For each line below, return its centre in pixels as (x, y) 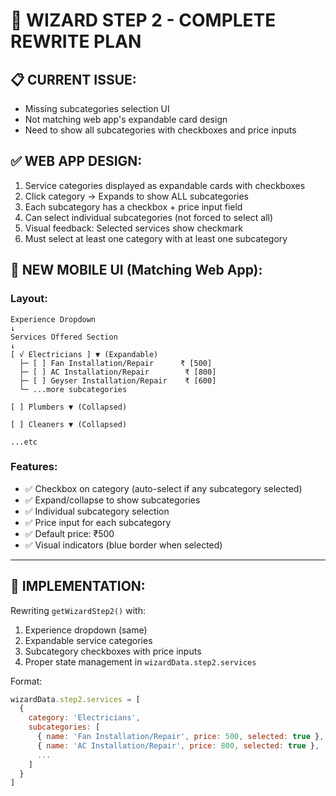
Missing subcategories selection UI (97, 108)
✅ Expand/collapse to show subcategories (112, 500)
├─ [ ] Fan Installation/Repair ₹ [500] (116, 363)
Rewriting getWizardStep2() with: (78, 610)
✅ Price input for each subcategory (98, 522)
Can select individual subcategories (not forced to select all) (149, 217)
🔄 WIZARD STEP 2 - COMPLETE (143, 20)
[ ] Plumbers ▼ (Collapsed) (69, 407)
